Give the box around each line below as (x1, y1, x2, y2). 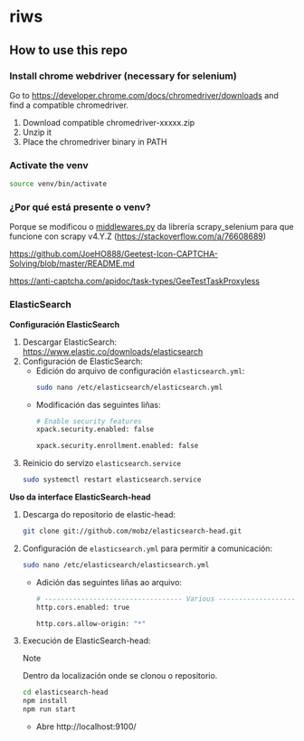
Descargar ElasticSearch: (22, 337, 118, 347)
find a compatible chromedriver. (9, 100, 129, 110)
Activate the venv (9, 158, 89, 171)
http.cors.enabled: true (35, 603, 130, 612)
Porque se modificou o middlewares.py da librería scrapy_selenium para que (9, 222, 294, 233)
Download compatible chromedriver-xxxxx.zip (22, 117, 195, 128)
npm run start (22, 705, 76, 714)
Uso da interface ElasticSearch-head (9, 491, 151, 503)
